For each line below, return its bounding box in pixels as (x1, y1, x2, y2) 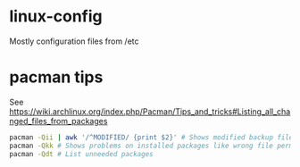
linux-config (9, 6, 103, 27)
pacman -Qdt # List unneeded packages (9, 149, 154, 158)
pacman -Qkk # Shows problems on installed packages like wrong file (9, 141, 274, 150)
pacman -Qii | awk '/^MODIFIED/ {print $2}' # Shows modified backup (9, 132, 274, 142)
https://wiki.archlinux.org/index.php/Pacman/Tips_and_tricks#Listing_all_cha (9, 105, 291, 117)
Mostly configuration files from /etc (9, 36, 139, 46)
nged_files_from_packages (9, 115, 108, 126)
